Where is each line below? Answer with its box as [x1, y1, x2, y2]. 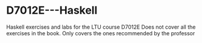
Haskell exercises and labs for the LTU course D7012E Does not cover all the [6, 23, 196, 30]
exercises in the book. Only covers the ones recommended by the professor [6, 29, 195, 36]
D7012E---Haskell [6, 4, 98, 17]
